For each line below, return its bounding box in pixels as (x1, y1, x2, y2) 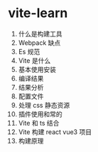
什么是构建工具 (18, 29, 62, 38)
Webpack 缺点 (18, 38, 61, 47)
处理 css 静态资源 (18, 101, 70, 109)
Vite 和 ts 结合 (18, 118, 60, 127)
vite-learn (8, 5, 68, 21)
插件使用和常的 (18, 109, 62, 118)
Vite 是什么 (18, 56, 51, 65)
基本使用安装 (18, 65, 56, 74)
